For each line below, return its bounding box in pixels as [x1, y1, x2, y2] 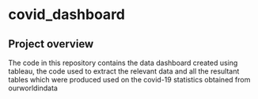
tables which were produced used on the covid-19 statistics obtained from [8, 75, 251, 84]
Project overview [8, 37, 94, 51]
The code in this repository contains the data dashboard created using [8, 58, 238, 67]
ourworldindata [8, 83, 58, 93]
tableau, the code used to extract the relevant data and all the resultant [8, 67, 240, 76]
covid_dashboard [8, 6, 125, 24]
